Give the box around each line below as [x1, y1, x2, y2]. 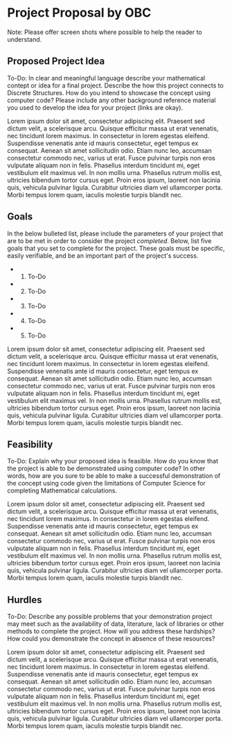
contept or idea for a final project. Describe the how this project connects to [7, 81, 224, 90]
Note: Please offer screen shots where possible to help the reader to [7, 28, 202, 36]
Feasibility [7, 438, 53, 450]
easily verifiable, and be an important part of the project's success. [7, 251, 199, 260]
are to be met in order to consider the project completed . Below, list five [7, 236, 212, 245]
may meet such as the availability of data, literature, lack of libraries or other [7, 620, 224, 628]
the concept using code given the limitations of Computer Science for [7, 479, 206, 488]
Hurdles [7, 594, 43, 606]
